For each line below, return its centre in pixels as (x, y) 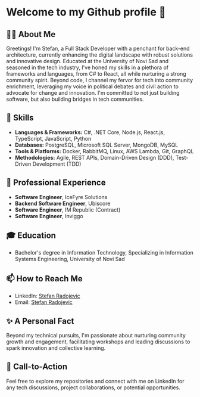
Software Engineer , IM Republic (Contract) (68, 210)
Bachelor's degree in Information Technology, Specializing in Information (104, 253)
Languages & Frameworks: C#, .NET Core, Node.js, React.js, (90, 132)
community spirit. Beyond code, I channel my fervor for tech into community (100, 80)
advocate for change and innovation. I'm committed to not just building (93, 93)
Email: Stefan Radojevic (44, 302)
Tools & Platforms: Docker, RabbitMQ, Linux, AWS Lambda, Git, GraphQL (104, 151)
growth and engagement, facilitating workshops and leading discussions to (98, 342)
